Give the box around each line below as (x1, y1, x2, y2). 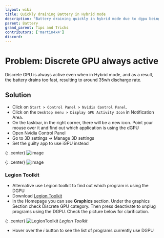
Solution (5, 91, 31, 99)
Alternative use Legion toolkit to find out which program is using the (12, 182, 149, 188)
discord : (5, 35, 23, 40)
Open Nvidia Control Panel (12, 130, 66, 136)
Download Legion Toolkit (12, 193, 62, 198)
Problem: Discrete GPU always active (5, 56, 159, 66)
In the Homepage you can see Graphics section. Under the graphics (12, 198, 150, 204)
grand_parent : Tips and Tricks (5, 25, 69, 30)
